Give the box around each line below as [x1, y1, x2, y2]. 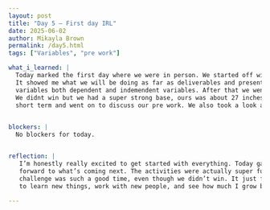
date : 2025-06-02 [8, 27, 67, 35]
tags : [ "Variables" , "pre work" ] [8, 49, 121, 57]
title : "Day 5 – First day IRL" [8, 19, 117, 27]
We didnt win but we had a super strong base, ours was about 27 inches [15, 93, 264, 101]
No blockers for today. [15, 130, 95, 139]
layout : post [8, 11, 52, 20]
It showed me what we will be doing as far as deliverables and [15, 78, 235, 87]
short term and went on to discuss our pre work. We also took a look [15, 101, 257, 109]
